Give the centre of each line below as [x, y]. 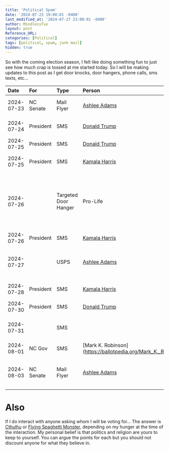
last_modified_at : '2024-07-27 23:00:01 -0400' [56, 19]
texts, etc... [17, 78]
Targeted [67, 195]
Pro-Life [93, 201]
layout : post [19, 29]
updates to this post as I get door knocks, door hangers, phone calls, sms [81, 72]
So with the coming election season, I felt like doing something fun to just [81, 62]
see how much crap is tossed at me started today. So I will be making [77, 67]
